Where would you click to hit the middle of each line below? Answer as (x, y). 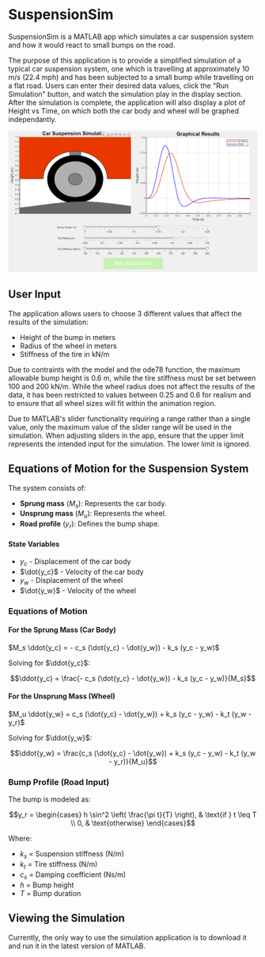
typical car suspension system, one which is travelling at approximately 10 (129, 68)
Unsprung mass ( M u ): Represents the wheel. (93, 515)
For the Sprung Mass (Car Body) (62, 630)
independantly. (32, 119)
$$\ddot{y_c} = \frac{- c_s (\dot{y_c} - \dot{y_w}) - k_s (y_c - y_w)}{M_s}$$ (133, 678)
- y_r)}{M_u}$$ (133, 762)
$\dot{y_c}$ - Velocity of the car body (81, 572)
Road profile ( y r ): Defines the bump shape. (90, 525)
